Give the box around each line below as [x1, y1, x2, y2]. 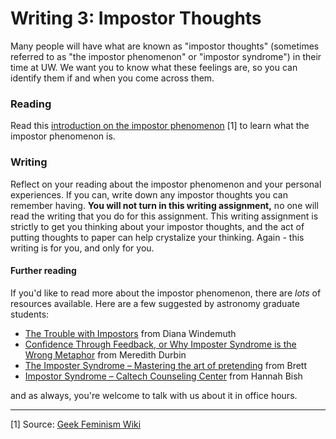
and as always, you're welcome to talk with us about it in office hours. [10, 389, 298, 401]
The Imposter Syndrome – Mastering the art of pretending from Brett [24, 359, 308, 371]
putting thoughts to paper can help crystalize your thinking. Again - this [10, 231, 305, 243]
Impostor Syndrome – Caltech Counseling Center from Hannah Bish [24, 370, 303, 382]
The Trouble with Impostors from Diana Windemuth [24, 327, 237, 339]
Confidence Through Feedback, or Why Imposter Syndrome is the [24, 338, 297, 350]
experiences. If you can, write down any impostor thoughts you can [10, 188, 288, 201]
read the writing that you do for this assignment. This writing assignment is [10, 210, 319, 222]
